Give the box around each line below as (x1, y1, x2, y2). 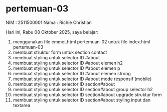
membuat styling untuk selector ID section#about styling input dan (13, 97, 151, 103)
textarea (13, 102, 31, 108)
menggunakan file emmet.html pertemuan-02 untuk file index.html (13, 38, 150, 45)
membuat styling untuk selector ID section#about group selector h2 (13, 86, 153, 92)
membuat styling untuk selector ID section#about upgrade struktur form (13, 92, 162, 98)
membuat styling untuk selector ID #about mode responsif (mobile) (13, 76, 152, 82)
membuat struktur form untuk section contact (13, 49, 107, 55)
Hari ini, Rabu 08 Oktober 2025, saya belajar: (6, 29, 99, 35)
